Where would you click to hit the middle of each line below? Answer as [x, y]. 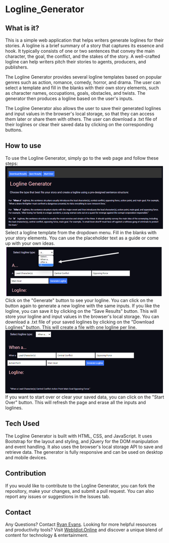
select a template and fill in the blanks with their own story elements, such [82, 88]
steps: [12, 163]
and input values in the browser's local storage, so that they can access [80, 114]
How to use [23, 146]
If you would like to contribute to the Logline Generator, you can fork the [80, 486]
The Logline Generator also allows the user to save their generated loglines [83, 108]
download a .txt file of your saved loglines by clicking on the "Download [80, 322]
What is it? [22, 28]
